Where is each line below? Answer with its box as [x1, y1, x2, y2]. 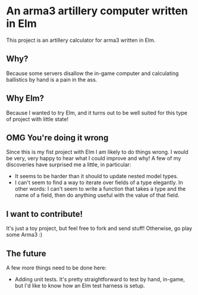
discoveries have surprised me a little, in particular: [6, 161, 131, 168]
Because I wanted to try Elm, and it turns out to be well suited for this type [6, 109, 187, 116]
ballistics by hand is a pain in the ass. [6, 76, 98, 83]
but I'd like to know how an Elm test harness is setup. [14, 282, 145, 289]
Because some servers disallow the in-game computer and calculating [6, 70, 179, 77]
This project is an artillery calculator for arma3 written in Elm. [6, 36, 156, 44]
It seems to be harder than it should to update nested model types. [14, 173, 178, 180]
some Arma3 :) [6, 231, 43, 238]
